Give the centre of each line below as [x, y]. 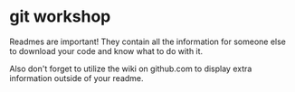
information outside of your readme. [76, 78]
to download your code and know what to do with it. [106, 51]
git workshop [60, 17]
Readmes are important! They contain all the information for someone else [148, 41]
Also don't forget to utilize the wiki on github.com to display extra [131, 69]
